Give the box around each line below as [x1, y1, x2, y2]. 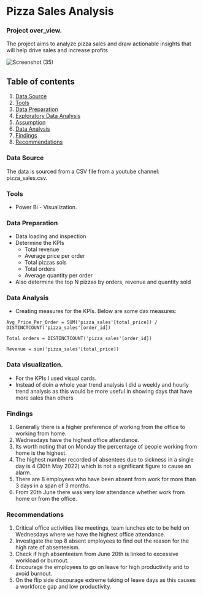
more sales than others [15, 394, 74, 401]
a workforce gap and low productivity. [15, 583, 112, 590]
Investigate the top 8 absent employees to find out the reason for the [15, 537, 190, 544]
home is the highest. [15, 449, 67, 457]
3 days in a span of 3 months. [15, 482, 91, 489]
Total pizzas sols [24, 259, 67, 266]
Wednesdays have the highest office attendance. [15, 436, 139, 444]
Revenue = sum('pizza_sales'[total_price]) [6, 346, 120, 352]
